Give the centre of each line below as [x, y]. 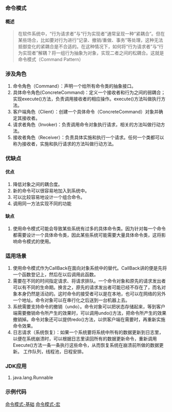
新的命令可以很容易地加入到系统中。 [51, 191]
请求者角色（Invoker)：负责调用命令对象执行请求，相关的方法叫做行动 [87, 125]
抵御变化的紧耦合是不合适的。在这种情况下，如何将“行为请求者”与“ [88, 47]
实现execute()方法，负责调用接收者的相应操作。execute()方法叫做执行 [87, 99]
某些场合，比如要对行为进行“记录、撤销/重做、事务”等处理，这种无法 [90, 40]
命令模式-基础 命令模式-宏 [33, 404]
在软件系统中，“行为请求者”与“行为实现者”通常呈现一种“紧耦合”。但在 [91, 34]
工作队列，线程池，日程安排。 [54, 352]
